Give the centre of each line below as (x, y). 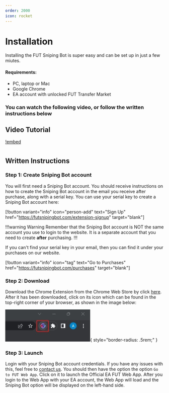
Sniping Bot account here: (32, 202)
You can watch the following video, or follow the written (75, 107)
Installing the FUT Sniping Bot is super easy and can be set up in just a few (83, 55)
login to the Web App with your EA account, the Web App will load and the (82, 380)
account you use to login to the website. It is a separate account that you (80, 232)
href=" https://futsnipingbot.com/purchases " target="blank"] (68, 268)
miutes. (13, 61)
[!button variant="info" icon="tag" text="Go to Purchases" (66, 262)
